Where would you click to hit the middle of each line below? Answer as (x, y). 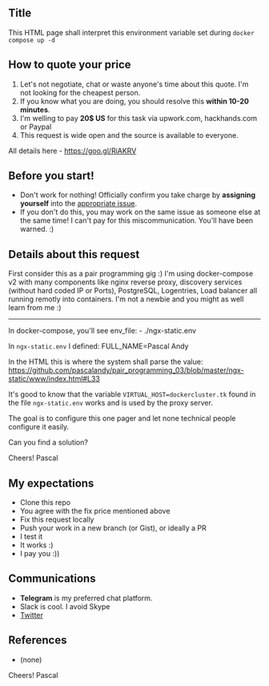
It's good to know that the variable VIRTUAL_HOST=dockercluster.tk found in (132, 394)
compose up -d (32, 40)
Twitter (32, 615)
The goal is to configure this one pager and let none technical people (122, 418)
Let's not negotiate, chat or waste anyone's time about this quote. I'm (134, 84)
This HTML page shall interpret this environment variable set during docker (131, 32)
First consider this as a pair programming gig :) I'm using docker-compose (131, 274)
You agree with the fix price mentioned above (95, 511)
